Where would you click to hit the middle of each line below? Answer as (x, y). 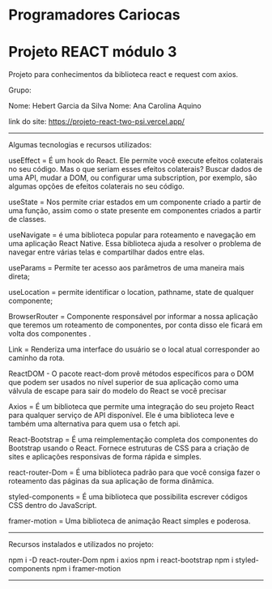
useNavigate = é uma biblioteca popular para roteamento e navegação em (132, 235)
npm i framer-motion (87, 569)
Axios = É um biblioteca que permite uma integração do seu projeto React (132, 407)
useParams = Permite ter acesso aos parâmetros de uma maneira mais (127, 268)
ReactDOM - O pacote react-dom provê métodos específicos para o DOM (131, 373)
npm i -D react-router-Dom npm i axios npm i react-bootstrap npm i (121, 560)
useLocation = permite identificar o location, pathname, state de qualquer (131, 292)
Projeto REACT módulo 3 (93, 52)
